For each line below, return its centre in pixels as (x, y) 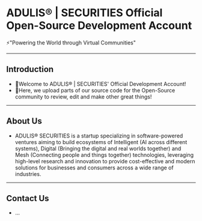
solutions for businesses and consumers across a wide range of (94, 168)
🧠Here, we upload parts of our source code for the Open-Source (95, 90)
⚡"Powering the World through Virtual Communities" (71, 43)
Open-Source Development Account (99, 26)
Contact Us (28, 198)
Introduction (30, 69)
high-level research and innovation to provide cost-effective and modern (105, 161)
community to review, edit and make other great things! (83, 97)
